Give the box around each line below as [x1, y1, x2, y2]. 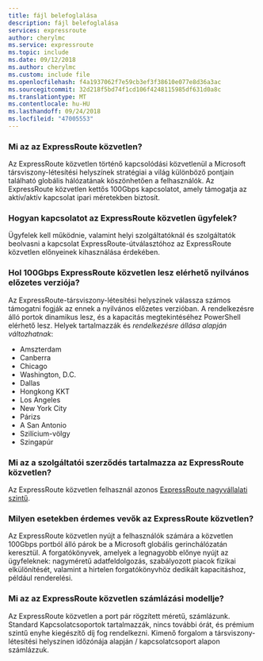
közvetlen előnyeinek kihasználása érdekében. [8, 248, 161, 257]
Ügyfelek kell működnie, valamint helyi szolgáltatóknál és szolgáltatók [8, 231, 236, 240]
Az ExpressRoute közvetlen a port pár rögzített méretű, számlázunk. [8, 611, 231, 621]
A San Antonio [19, 420, 67, 429]
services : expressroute [8, 26, 87, 34]
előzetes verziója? [8, 277, 81, 288]
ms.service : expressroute [8, 41, 93, 49]
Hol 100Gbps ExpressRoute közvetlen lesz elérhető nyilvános [8, 267, 250, 279]
